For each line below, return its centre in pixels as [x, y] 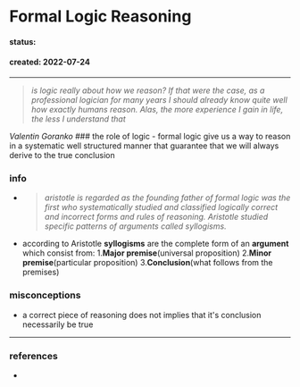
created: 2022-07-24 [50, 62]
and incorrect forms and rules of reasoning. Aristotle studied [156, 217]
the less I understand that [79, 119]
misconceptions [45, 295]
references [33, 356]
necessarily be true [58, 324]
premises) [41, 272]
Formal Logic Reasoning [100, 17]
